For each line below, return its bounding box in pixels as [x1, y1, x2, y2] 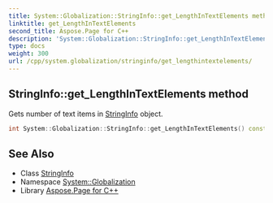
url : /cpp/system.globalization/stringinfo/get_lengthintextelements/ [8, 58, 253, 66]
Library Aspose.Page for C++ [19, 186, 119, 196]
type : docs [8, 42, 45, 50]
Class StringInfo [19, 168, 75, 179]
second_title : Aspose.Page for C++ [8, 27, 129, 35]
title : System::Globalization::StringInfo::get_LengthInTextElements [8, 11, 249, 20]
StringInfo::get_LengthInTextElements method [8, 87, 249, 101]
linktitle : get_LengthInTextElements [8, 19, 136, 28]
